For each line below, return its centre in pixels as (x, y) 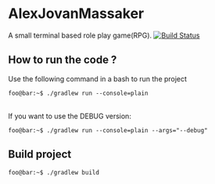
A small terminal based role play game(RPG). (80, 35)
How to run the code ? (63, 60)
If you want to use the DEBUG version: (70, 116)
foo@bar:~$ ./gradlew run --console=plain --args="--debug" (108, 130)
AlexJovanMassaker (76, 14)
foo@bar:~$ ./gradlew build (54, 172)
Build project (40, 155)
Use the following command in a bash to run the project (98, 78)
